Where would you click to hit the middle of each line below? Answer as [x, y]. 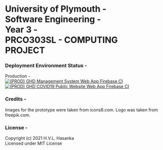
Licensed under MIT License [34, 143]
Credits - [16, 99]
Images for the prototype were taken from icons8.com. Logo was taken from [81, 110]
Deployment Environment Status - [46, 66]
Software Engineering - [53, 19]
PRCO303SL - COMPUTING [62, 40]
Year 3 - [21, 30]
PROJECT [25, 50]
